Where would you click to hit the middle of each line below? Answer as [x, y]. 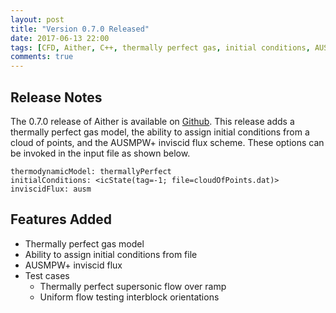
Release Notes [56, 97]
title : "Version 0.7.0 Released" [80, 29]
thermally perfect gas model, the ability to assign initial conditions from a [160, 132]
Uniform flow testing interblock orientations [129, 297]
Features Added [61, 219]
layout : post [37, 19]
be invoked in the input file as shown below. [100, 153]
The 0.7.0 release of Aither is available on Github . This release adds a [152, 121]
